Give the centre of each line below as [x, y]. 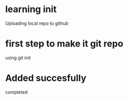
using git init [18, 58]
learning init [31, 9]
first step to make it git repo [64, 44]
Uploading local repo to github [37, 23]
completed [16, 92]
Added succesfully [46, 78]
